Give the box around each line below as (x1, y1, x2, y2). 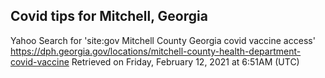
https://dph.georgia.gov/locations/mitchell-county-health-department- (10, 45, 302, 57)
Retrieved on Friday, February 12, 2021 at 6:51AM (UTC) (71, 55, 300, 68)
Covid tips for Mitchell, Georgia (10, 8, 208, 25)
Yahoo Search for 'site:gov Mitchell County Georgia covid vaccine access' (10, 34, 316, 46)
